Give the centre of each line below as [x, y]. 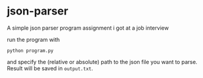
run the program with [34, 39]
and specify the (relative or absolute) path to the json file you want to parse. [102, 62]
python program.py [30, 50]
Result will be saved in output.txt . [50, 68]
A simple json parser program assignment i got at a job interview [88, 28]
